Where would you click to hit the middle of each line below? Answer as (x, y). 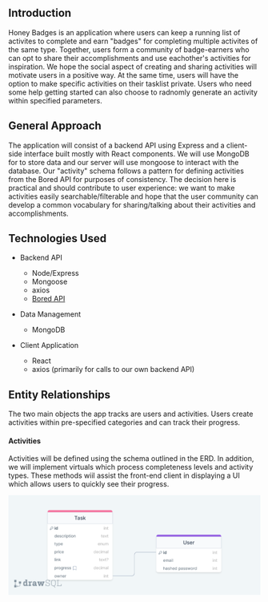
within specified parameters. (55, 100)
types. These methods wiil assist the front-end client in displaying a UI (124, 475)
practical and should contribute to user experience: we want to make (122, 188)
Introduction (40, 13)
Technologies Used (57, 238)
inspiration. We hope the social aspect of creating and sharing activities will (133, 67)
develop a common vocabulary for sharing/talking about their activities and (132, 204)
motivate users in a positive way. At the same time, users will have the (123, 75)
